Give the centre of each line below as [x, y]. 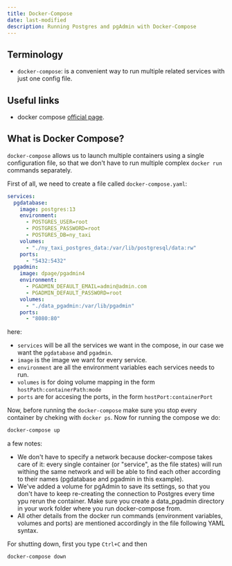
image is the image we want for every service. [82, 360]
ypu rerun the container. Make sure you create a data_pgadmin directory [121, 501]
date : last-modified [37, 20]
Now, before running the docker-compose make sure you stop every [102, 410]
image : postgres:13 [48, 209]
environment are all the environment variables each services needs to [116, 367]
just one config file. [45, 79]
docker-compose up [34, 430]
